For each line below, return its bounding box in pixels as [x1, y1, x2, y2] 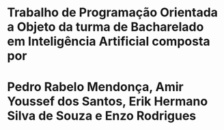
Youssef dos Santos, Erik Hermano [7, 94, 208, 110]
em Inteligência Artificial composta [7, 34, 210, 49]
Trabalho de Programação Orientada [7, 5, 219, 20]
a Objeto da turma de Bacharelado [7, 19, 204, 35]
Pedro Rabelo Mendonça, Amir [7, 80, 184, 95]
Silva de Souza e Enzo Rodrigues [7, 108, 197, 124]
